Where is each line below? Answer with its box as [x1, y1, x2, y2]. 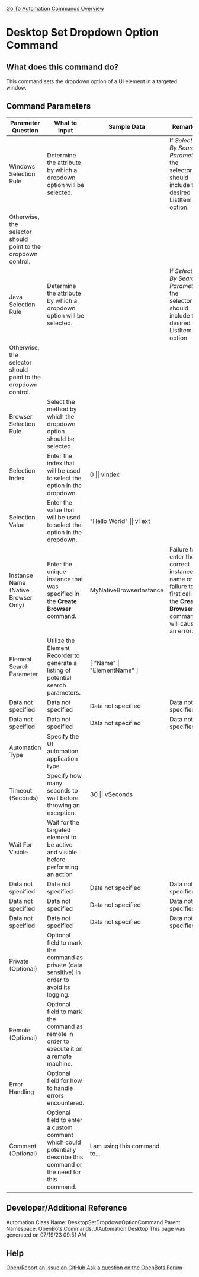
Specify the [47, 732, 79, 740]
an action [47, 870, 73, 878]
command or [47, 1160, 83, 1168]
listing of [47, 666, 71, 674]
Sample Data [108, 122, 146, 131]
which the [47, 412, 75, 420]
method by [47, 405, 77, 413]
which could [47, 1138, 81, 1146]
